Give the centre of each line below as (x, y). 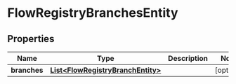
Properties (31, 39)
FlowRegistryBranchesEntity (93, 13)
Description (188, 58)
